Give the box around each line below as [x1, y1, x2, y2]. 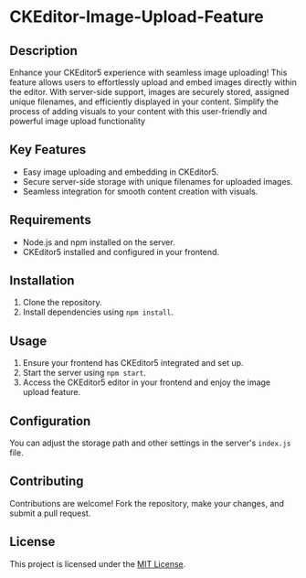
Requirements [9, 212, 91, 228]
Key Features [9, 142, 87, 157]
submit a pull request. [9, 508, 91, 519]
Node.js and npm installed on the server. [22, 236, 175, 248]
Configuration [9, 413, 91, 429]
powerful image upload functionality [9, 116, 146, 126]
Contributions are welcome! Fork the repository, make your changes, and [9, 498, 285, 508]
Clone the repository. [22, 297, 102, 308]
